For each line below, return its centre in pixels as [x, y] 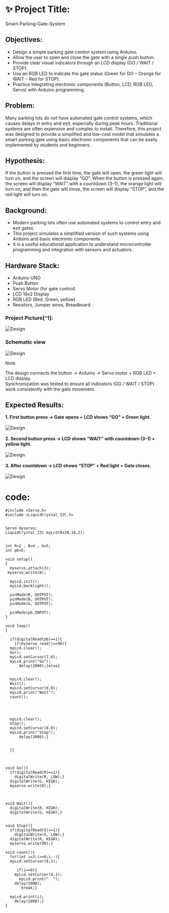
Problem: [20, 106]
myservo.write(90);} [31, 843]
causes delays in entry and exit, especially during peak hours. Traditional [81, 123]
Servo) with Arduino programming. [49, 89]
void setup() [19, 559]
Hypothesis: [25, 161]
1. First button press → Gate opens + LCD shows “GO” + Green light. [78, 417]
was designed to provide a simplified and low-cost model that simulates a [82, 134]
